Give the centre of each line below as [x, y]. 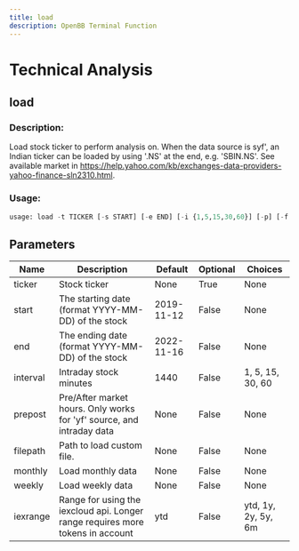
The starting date [95, 299]
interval [29, 378]
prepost [30, 414]
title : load [31, 17]
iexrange [32, 516]
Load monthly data [98, 471]
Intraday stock [89, 372]
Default [172, 269]
